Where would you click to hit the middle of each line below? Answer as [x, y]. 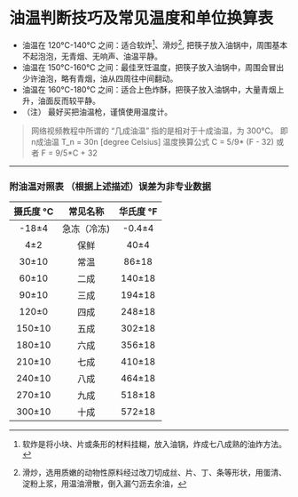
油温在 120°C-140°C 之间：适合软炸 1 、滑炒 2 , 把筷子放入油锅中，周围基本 [155, 44]
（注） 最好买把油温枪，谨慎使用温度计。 [97, 111]
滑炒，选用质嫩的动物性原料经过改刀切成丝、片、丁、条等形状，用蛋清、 [154, 472]
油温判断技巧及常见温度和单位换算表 [141, 18]
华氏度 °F [138, 212]
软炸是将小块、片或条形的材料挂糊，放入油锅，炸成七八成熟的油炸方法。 [154, 444]
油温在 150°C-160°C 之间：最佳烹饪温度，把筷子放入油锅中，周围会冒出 [153, 67]
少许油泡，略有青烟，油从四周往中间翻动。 [100, 78]
